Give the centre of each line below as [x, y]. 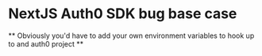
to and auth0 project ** [46, 43]
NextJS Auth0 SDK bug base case [123, 14]
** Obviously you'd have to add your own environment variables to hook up [131, 35]
